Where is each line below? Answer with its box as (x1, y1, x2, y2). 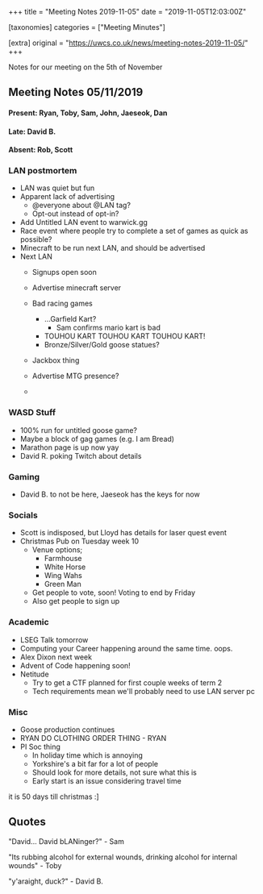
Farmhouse (44, 554, 82, 563)
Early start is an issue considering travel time (31, 775, 182, 785)
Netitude (19, 669, 50, 679)
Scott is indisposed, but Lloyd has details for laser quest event (19, 528, 228, 538)
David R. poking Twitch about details (19, 451, 142, 460)
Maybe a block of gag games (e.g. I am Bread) (19, 434, 175, 443)
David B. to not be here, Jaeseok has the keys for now (19, 489, 200, 499)
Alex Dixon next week (19, 652, 93, 662)
